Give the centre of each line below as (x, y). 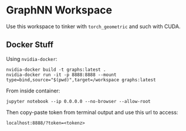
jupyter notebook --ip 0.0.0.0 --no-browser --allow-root (78, 101)
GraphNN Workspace (59, 10)
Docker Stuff (30, 45)
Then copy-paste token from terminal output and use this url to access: (92, 112)
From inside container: (33, 91)
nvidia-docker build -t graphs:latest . (56, 70)
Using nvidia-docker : (32, 58)
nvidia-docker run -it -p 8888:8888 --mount (61, 75)
